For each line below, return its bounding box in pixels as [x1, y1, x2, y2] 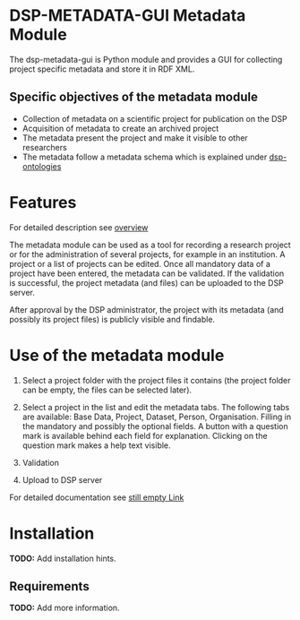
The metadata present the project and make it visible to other [21, 132, 248, 143]
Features [9, 192, 77, 212]
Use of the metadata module [9, 345, 225, 366]
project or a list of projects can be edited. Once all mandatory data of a [9, 258, 271, 269]
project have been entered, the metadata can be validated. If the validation [9, 268, 285, 279]
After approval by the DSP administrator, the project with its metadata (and [9, 304, 284, 314]
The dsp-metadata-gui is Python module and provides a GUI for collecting [9, 54, 283, 65]
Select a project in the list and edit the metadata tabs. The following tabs [21, 401, 290, 412]
